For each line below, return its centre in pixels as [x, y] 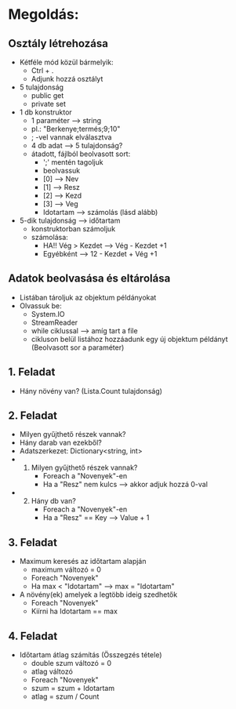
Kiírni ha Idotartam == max [74, 611]
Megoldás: [44, 15]
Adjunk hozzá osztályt [67, 79]
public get [47, 95]
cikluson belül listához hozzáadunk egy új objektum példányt [129, 339]
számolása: [49, 237]
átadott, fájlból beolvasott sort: [81, 154]
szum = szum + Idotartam [73, 689]
